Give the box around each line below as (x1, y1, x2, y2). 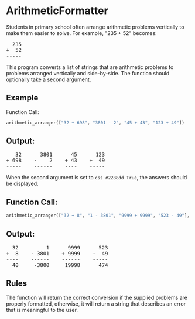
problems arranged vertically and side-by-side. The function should (6, 70, 170, 77)
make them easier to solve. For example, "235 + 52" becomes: (6, 29, 157, 36)
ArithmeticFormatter (6, 4, 108, 18)
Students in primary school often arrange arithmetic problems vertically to (6, 23, 184, 30)
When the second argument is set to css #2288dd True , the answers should (6, 174, 187, 181)
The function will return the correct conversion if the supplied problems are (6, 294, 187, 301)
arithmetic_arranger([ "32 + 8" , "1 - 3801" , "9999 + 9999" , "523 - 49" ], (6, 213, 190, 219)
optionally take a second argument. (6, 76, 91, 83)
